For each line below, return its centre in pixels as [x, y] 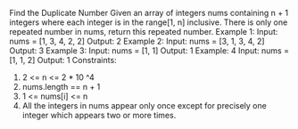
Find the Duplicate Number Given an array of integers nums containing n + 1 [149, 13]
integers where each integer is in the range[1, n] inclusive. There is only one [149, 22]
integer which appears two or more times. [99, 115]
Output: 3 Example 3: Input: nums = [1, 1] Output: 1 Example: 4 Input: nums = [149, 51]
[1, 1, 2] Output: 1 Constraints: [63, 60]
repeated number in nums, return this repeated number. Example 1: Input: [144, 32]
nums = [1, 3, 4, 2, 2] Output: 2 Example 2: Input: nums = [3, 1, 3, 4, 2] [137, 41]
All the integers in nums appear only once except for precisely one [145, 105]
